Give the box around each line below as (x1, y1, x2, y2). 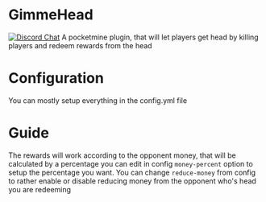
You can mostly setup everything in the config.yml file (8, 95, 188, 105)
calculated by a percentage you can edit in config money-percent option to (8, 159, 254, 168)
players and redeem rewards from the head (8, 40, 152, 50)
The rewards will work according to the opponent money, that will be (8, 150, 236, 160)
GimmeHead (8, 6, 94, 24)
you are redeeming (8, 184, 71, 194)
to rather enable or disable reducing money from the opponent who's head (8, 175, 256, 186)
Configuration (8, 69, 105, 88)
